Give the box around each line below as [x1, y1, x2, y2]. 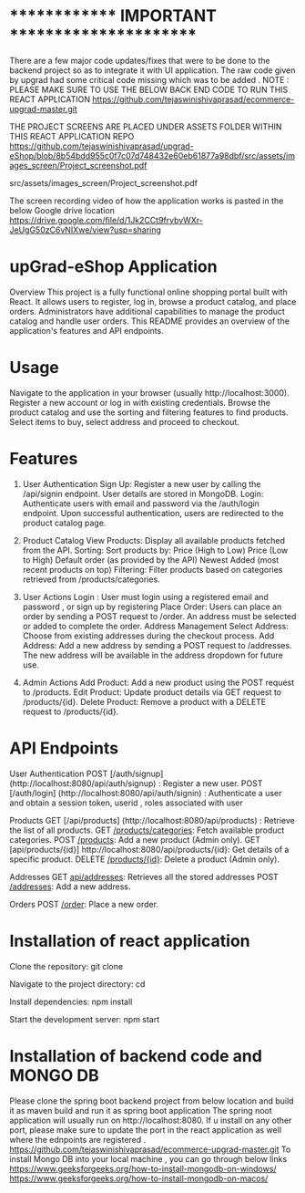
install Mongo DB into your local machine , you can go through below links [9, 1153, 288, 1164]
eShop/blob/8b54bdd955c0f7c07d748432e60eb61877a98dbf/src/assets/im [9, 150, 296, 161]
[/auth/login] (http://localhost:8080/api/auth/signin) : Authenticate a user [9, 787, 282, 798]
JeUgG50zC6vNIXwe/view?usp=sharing [9, 224, 162, 235]
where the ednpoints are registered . [9, 1134, 147, 1145]
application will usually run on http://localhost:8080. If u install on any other [9, 1115, 292, 1126]
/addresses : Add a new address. [9, 881, 131, 892]
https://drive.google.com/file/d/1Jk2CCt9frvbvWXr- [9, 214, 203, 225]
